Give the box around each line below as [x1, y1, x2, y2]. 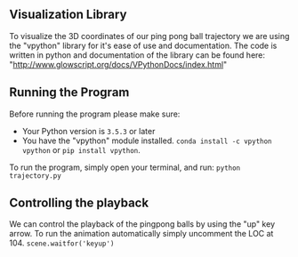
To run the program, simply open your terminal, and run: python [9, 162, 241, 173]
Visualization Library [9, 7, 127, 22]
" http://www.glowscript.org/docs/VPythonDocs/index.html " [9, 59, 228, 69]
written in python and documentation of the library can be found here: [9, 49, 265, 60]
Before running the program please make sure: [9, 108, 181, 119]
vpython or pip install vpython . [21, 144, 141, 155]
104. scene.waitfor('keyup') [9, 237, 115, 248]
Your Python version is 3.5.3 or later [21, 125, 156, 136]
